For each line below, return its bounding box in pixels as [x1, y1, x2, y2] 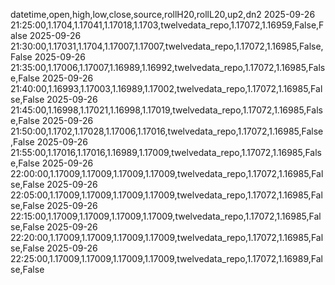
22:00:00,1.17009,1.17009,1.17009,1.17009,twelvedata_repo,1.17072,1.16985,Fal [10, 168, 324, 179]
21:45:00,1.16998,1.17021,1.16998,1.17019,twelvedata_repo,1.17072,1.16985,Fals [10, 104, 323, 116]
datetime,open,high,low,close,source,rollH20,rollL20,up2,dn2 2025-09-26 [10, 9, 316, 20]
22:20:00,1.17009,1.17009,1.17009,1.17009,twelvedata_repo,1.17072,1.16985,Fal [10, 232, 324, 243]
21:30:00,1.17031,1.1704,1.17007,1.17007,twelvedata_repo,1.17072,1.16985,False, [10, 40, 324, 52]
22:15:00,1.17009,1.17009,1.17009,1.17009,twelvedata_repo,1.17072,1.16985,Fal [10, 210, 322, 222]
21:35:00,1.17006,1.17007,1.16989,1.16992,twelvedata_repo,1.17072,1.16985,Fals [10, 62, 326, 73]
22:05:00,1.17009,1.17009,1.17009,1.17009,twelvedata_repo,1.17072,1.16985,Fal [10, 189, 323, 201]
